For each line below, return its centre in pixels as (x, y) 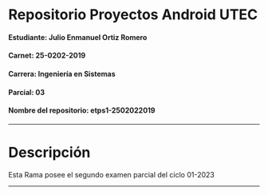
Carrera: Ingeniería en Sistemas (62, 74)
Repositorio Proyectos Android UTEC (133, 15)
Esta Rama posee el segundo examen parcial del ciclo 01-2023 (112, 174)
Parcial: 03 (27, 92)
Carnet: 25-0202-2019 (47, 56)
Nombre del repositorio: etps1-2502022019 (82, 110)
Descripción (49, 152)
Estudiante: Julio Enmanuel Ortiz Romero (78, 37)
